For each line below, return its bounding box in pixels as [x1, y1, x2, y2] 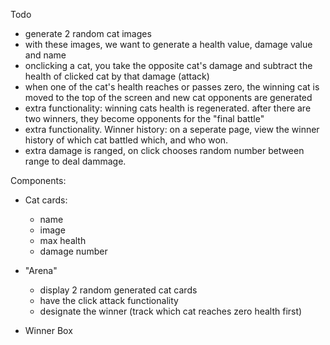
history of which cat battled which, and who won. [24, 134, 229, 146]
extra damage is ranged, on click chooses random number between [24, 145, 305, 156]
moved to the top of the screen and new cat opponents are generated [24, 92, 313, 103]
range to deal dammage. [24, 155, 127, 167]
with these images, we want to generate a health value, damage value [24, 39, 313, 50]
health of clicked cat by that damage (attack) [24, 70, 210, 82]
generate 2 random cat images [24, 28, 152, 39]
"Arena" [24, 265, 58, 276]
